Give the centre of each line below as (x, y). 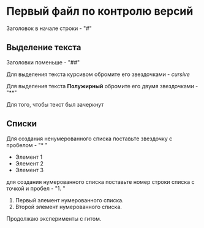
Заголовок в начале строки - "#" (49, 28)
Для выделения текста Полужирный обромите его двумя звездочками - (102, 86)
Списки (22, 124)
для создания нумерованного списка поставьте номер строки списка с (100, 181)
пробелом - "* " (27, 145)
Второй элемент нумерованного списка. (69, 207)
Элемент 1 (29, 157)
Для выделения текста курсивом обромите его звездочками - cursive (98, 74)
